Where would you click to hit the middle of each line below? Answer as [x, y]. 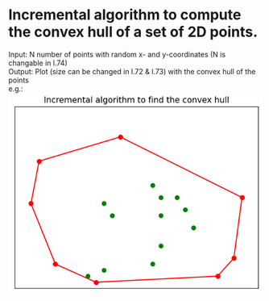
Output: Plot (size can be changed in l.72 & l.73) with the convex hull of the [132, 71]
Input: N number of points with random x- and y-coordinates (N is [117, 54]
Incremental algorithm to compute [125, 15]
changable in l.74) [38, 63]
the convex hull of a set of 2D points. [133, 32]
